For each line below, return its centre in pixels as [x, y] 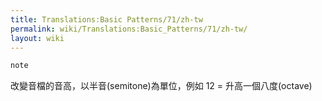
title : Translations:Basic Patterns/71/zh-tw [106, 19]
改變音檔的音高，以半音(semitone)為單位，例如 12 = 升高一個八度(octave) [161, 86]
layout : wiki [37, 38]
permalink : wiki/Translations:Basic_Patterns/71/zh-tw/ [129, 29]
